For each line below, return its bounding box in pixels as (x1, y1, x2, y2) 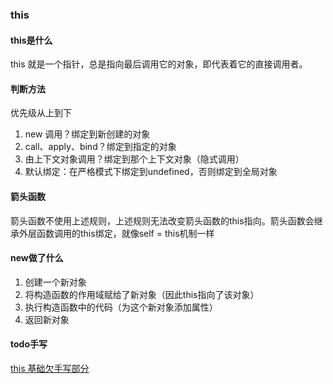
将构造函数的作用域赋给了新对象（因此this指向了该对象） (24, 288, 260, 300)
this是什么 (10, 34, 53, 46)
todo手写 (10, 338, 48, 350)
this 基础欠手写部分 (10, 362, 90, 374)
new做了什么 (10, 252, 64, 264)
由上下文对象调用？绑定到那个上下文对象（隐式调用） (24, 153, 245, 165)
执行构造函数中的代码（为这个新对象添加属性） (24, 301, 218, 313)
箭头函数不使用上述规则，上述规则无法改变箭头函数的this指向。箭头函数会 (10, 214, 315, 227)
